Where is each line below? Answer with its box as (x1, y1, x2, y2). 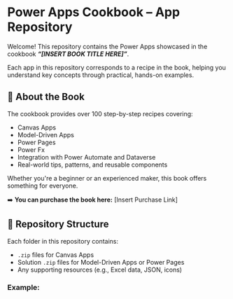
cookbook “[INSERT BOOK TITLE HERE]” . (7, 50, 129, 58)
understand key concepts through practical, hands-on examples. (7, 71, 195, 79)
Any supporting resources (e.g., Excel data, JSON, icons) (17, 265, 183, 274)
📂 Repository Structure (7, 218, 109, 230)
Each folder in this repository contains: (7, 237, 119, 245)
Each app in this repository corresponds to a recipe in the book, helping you (7, 63, 226, 71)
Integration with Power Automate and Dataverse (17, 153, 156, 161)
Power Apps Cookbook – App (7, 4, 181, 20)
